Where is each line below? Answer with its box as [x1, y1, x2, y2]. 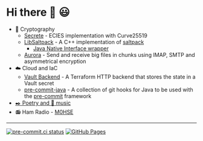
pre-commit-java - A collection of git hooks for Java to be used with [24, 86, 193, 93]
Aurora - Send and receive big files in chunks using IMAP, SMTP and [24, 51, 195, 58]
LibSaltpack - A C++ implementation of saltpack [24, 38, 144, 45]
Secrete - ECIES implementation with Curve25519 [24, 31, 148, 39]
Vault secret [24, 79, 54, 87]
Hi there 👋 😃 [6, 5, 70, 19]
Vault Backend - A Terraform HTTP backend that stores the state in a [24, 73, 196, 80]
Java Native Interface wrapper [33, 45, 109, 52]
